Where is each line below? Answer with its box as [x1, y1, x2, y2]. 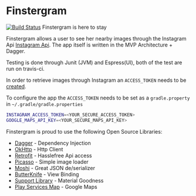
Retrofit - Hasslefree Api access [14, 152, 92, 159]
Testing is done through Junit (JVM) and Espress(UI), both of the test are [6, 59, 183, 66]
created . [6, 82, 26, 89]
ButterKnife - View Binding [14, 171, 79, 178]
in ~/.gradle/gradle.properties [6, 100, 83, 107]
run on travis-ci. [6, 65, 45, 72]
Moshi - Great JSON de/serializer [14, 164, 96, 171]
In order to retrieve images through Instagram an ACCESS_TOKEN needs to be [6, 77, 187, 84]
